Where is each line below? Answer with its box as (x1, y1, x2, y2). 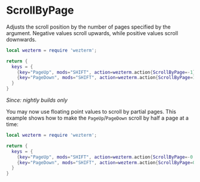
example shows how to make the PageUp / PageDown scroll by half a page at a (6, 114, 189, 122)
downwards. (6, 36, 37, 43)
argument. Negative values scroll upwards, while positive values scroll (6, 29, 179, 36)
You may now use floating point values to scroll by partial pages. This (6, 108, 177, 115)
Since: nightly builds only (6, 96, 68, 104)
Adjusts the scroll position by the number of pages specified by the (6, 23, 171, 30)
